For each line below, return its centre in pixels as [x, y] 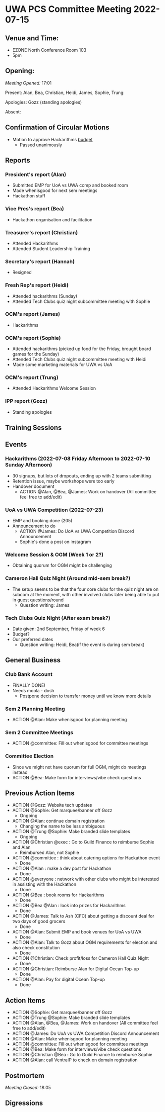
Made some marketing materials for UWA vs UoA [62, 365]
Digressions [24, 1103]
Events [16, 444]
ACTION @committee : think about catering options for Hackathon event [86, 858]
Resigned [22, 273]
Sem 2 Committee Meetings [39, 732]
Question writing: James [45, 605]
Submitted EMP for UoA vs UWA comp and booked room [70, 185]
